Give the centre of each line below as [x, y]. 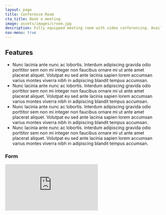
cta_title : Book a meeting [33, 19]
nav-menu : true [21, 33]
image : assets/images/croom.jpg [38, 23]
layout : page [19, 10]
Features [19, 53]
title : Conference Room [30, 14]
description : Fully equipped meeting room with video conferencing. [77, 28]
